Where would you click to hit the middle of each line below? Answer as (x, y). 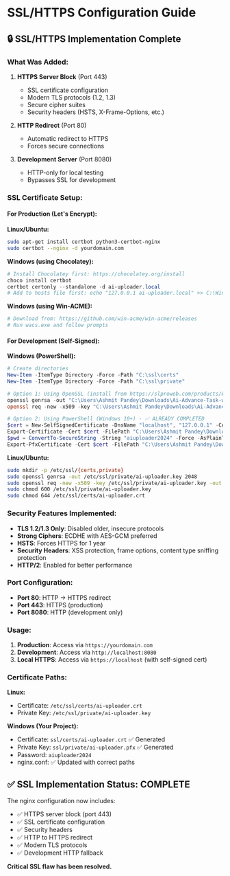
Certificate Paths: (37, 677)
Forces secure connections (66, 146)
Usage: (20, 630)
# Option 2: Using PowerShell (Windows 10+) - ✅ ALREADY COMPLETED (106, 419)
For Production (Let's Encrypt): (52, 214)
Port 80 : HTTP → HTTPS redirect (64, 597)
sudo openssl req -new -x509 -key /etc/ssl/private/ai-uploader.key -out (115, 483)
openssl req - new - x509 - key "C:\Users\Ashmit (75, 407)
